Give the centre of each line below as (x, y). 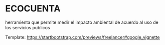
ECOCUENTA (33, 9)
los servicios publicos (28, 27)
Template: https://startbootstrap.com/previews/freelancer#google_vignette (82, 37)
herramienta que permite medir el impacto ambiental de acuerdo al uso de (82, 22)
